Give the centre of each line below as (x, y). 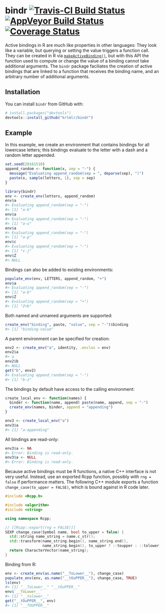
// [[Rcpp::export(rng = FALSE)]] (41, 527)
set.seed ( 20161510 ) (25, 164)
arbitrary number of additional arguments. (47, 76)
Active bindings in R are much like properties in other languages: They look (81, 45)
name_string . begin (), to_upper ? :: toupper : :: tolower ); (103, 546)
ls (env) (13, 582)
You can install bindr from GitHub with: (44, 104)
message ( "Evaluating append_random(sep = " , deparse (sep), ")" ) (77, 173)
